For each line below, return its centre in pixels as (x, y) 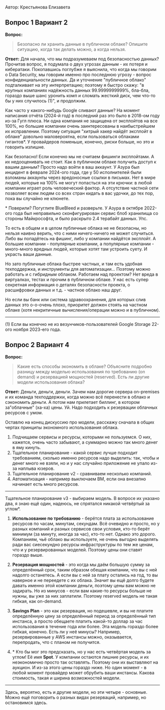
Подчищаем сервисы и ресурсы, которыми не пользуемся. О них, (82, 437)
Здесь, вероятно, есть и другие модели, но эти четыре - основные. (76, 692)
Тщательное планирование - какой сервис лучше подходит (75, 453)
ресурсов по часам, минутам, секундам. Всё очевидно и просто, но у (86, 523)
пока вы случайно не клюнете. (37, 198)
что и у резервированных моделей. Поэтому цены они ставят (77, 550)
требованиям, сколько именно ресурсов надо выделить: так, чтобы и (86, 458)
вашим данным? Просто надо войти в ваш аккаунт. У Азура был (72, 167)
